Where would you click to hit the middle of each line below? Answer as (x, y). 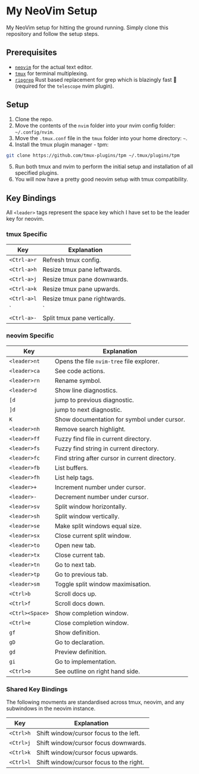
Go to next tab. (75, 565)
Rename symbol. (78, 380)
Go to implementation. (85, 661)
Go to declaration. (80, 642)
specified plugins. (37, 173)
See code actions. (80, 371)
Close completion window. (92, 623)
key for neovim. (25, 219)
